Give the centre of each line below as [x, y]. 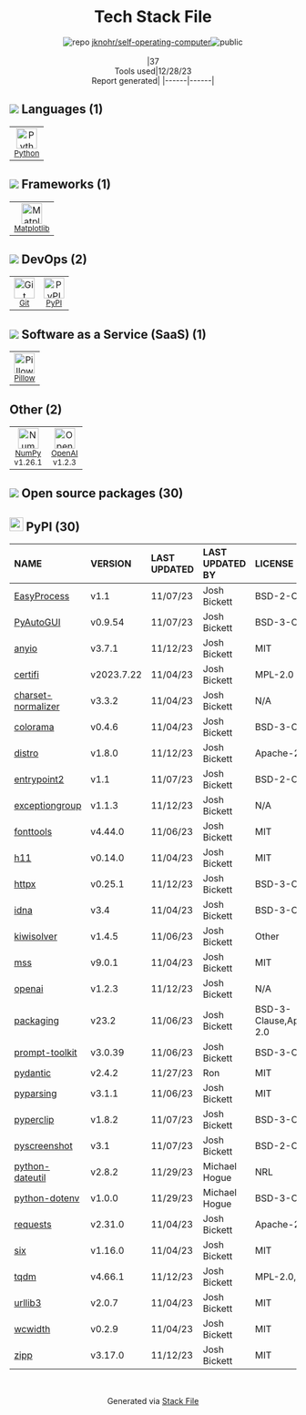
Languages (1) [62, 110]
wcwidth [32, 1329]
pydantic [33, 1074]
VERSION [111, 564]
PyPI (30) [53, 527]
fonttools [33, 832]
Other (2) [36, 409]
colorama [34, 728]
